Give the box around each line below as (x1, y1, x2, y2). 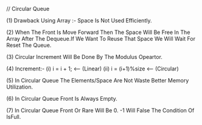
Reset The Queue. (6, 42, 52, 49)
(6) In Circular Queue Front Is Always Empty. (6, 95, 117, 102)
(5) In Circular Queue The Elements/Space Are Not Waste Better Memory (6, 77, 189, 84)
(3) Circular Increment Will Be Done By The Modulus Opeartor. (6, 53, 163, 60)
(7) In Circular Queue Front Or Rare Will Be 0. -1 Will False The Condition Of (6, 107, 195, 114)
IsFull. (6, 113, 21, 120)
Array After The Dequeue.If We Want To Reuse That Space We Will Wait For (6, 35, 196, 42)
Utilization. (6, 83, 33, 90)
